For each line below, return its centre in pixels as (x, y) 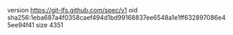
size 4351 (50, 25)
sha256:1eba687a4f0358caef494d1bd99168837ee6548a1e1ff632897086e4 (116, 17)
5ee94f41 (21, 25)
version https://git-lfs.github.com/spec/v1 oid (73, 10)
